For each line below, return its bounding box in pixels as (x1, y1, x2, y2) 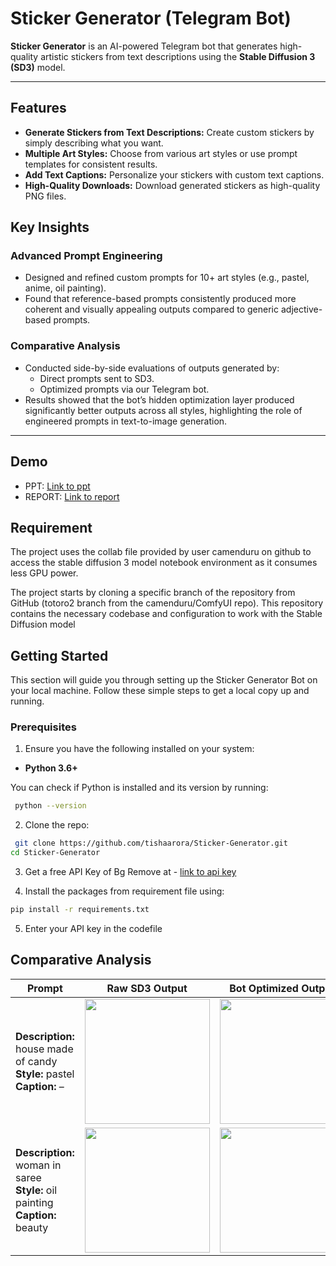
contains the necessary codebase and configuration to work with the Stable (10, 608, 323, 620)
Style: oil (15, 1183, 58, 1197)
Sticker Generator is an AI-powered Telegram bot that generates (10, 40, 278, 52)
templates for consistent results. (24, 158, 158, 170)
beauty (15, 1220, 49, 1234)
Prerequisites (10, 720, 77, 734)
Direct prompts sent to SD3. (39, 372, 155, 384)
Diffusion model (10, 618, 76, 631)
